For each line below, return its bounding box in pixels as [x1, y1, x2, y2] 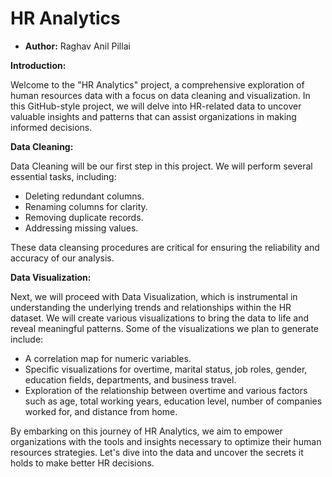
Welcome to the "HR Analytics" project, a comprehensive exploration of [10, 78, 305, 91]
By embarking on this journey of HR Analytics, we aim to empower [10, 425, 283, 437]
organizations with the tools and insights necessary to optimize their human [10, 435, 322, 447]
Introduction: [10, 59, 67, 71]
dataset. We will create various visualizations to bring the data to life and [10, 312, 310, 324]
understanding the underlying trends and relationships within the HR [10, 301, 292, 313]
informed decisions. [10, 121, 93, 133]
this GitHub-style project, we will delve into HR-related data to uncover [10, 100, 302, 112]
